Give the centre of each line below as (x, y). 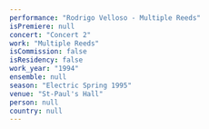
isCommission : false (49, 52)
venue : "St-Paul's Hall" (56, 94)
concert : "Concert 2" (50, 35)
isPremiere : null (42, 26)
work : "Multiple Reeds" (55, 43)
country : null (36, 111)
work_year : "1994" (44, 69)
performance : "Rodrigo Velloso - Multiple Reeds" (105, 18)
